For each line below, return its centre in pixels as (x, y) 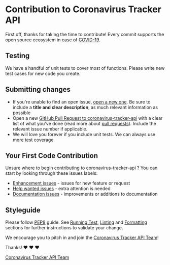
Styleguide (23, 210)
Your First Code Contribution (52, 156)
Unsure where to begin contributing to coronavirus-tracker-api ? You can (81, 168)
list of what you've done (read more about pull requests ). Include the (84, 123)
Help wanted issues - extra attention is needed (61, 189)
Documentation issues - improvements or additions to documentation (85, 194)
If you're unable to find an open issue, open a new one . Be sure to (81, 102)
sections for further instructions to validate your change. (64, 228)
